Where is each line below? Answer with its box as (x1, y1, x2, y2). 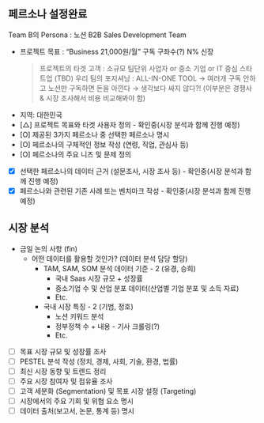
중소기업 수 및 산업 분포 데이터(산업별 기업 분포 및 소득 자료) (55, 283, 239, 293)
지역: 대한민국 (19, 110, 63, 119)
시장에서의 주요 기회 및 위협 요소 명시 (19, 396, 134, 406)
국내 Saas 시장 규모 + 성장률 (55, 274, 144, 283)
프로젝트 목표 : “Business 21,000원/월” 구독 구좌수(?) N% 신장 (19, 47, 214, 56)
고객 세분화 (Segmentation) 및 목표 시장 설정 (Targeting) (19, 387, 197, 395)
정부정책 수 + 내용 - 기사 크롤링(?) (55, 321, 160, 330)
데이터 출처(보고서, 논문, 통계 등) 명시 (19, 406, 134, 416)
